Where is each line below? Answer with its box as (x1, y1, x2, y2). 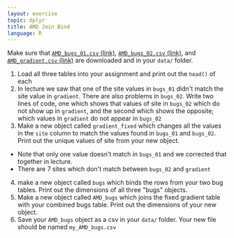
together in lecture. (17, 158, 73, 166)
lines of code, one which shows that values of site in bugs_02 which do (17, 99, 220, 108)
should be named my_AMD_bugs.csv (17, 223, 117, 231)
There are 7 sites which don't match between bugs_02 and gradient (17, 165, 211, 173)
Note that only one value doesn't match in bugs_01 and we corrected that (17, 150, 227, 158)
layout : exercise (7, 10, 58, 17)
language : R (7, 29, 42, 37)
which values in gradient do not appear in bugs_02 (17, 114, 162, 123)
